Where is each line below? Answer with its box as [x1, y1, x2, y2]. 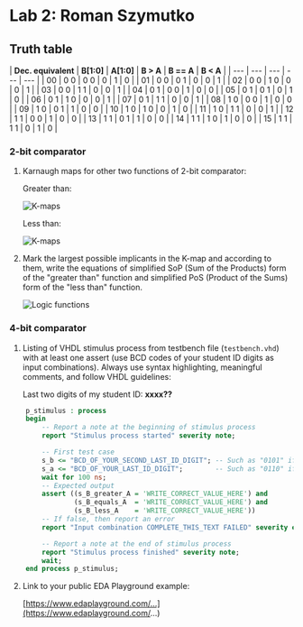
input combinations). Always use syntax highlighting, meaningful [22, 362, 263, 373]
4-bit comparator [9, 322, 87, 335]
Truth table [9, 41, 73, 57]
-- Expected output [41, 481, 115, 490]
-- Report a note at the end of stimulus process [41, 539, 232, 549]
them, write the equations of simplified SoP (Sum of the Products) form [22, 263, 287, 273]
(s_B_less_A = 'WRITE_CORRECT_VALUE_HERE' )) [73, 506, 256, 515]
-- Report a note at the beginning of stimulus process [41, 423, 256, 432]
